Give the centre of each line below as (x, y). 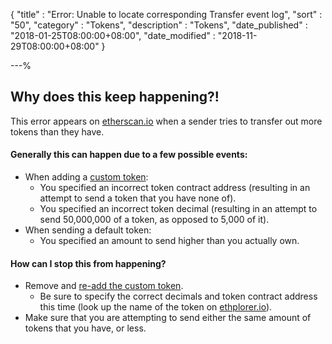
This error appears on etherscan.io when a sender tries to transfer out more (166, 121)
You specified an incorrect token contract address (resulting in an (175, 188)
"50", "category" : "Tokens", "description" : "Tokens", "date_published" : (159, 25)
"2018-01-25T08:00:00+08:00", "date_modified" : (113, 35)
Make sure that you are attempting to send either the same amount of (168, 318)
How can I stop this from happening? (88, 263)
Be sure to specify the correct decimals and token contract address (178, 296)
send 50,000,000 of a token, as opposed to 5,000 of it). (154, 220)
